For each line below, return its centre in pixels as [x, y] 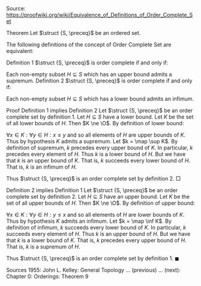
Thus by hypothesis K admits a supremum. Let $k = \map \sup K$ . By [92, 141]
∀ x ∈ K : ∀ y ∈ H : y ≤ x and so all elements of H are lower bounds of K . [95, 215]
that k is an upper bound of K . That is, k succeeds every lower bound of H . [98, 161]
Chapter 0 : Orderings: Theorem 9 [47, 276]
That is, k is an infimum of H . [41, 167]
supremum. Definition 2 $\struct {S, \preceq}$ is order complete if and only [99, 81]
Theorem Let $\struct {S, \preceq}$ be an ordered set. [73, 33]
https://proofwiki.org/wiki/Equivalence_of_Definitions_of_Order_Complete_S [100, 15]
